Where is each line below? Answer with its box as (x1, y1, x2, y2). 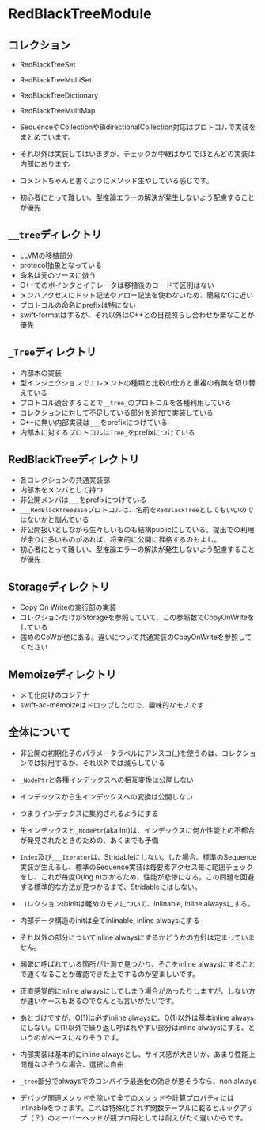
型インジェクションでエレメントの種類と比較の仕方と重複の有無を (19, 377, 235, 387)
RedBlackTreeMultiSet (19, 75, 93, 84)
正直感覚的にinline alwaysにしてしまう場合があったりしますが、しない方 (19, 986, 256, 995)
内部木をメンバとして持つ (19, 485, 104, 495)
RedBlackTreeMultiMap (19, 106, 96, 115)
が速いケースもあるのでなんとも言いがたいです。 (19, 996, 179, 1006)
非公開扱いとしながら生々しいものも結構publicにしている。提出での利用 (19, 525, 255, 534)
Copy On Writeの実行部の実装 (19, 603, 117, 612)
